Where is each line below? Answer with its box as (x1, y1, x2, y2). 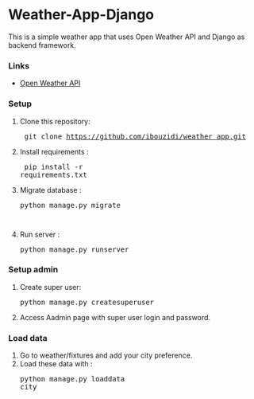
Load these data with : (19, 359, 93, 369)
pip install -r (24, 162, 83, 171)
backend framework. (8, 40, 77, 49)
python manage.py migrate (19, 201, 121, 209)
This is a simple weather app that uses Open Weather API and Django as (8, 32, 245, 41)
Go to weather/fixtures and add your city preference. (19, 350, 193, 360)
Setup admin (8, 264, 59, 276)
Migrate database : (19, 185, 82, 194)
